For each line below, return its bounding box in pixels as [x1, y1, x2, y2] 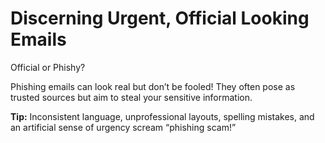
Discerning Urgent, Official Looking [10, 7, 310, 30]
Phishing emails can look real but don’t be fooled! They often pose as [10, 80, 296, 92]
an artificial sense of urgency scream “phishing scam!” [10, 121, 237, 133]
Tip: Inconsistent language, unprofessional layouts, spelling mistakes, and [10, 110, 315, 122]
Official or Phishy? [10, 61, 86, 73]
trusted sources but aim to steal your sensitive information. [10, 91, 253, 103]
